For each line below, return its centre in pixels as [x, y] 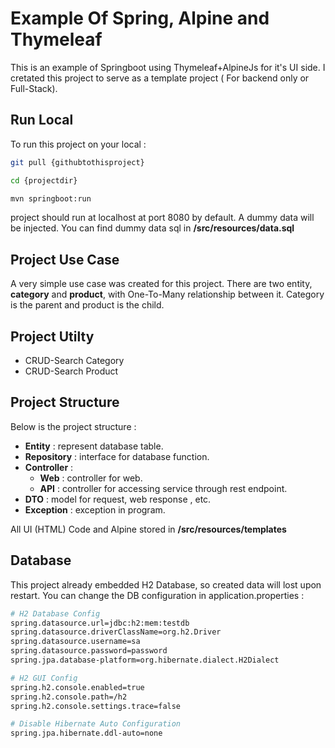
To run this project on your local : [78, 144]
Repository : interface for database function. [117, 456]
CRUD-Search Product [71, 371]
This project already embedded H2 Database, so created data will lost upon [166, 584]
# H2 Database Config [55, 613]
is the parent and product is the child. [87, 305]
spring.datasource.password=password [89, 651]
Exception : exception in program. [95, 509]
